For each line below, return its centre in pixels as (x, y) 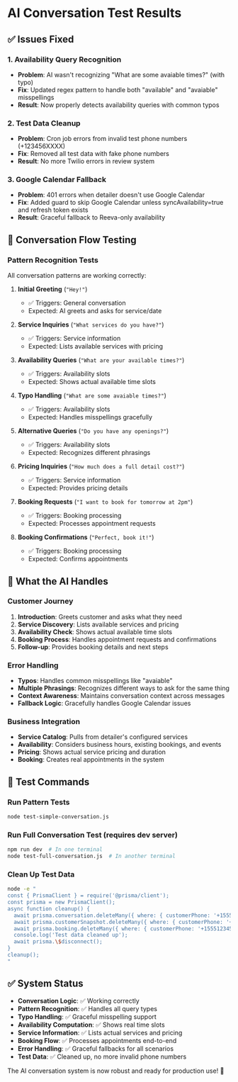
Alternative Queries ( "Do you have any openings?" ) (93, 431)
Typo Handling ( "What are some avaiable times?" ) (92, 395)
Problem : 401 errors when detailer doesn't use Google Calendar (111, 195)
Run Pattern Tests (39, 802)
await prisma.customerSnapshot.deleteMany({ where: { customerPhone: (118, 922)
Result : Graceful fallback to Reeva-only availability (91, 218)
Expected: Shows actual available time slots (92, 382)
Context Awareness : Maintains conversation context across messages (121, 696)
